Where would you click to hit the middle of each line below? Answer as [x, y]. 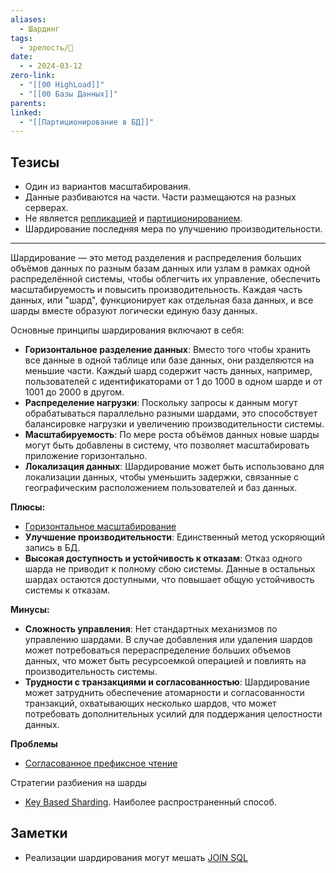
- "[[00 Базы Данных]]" [68, 94]
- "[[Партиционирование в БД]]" [87, 122]
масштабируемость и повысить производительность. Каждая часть [156, 290]
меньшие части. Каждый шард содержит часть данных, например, [168, 371]
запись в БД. [52, 548]
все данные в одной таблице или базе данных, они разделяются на [169, 360]
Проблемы [34, 744]
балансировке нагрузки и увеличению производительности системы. [174, 424]
